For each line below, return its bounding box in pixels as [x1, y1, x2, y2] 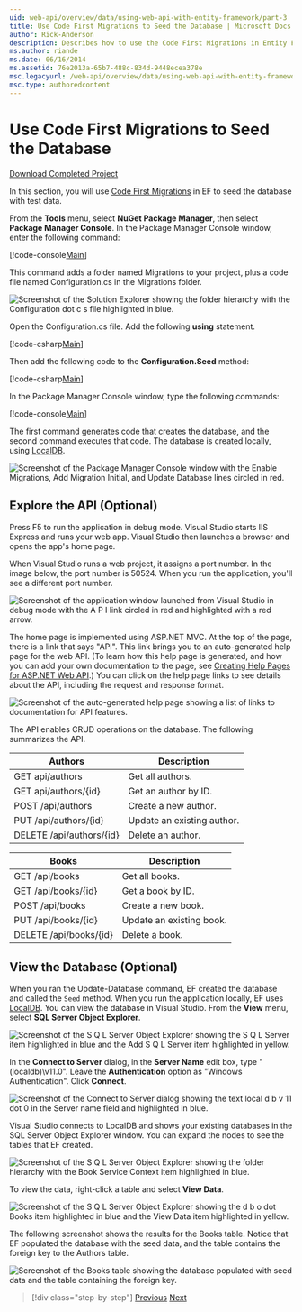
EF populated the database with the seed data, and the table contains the [9, 1238, 280, 1249]
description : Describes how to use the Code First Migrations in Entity [9, 38, 288, 48]
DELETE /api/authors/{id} [13, 829, 120, 841]
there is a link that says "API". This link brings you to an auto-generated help [9, 641, 291, 652]
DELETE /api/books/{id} [13, 929, 114, 941]
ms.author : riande [9, 47, 78, 56]
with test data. [9, 195, 63, 206]
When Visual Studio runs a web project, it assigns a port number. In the [9, 558, 272, 569]
